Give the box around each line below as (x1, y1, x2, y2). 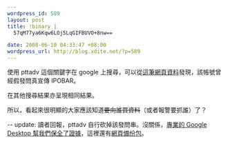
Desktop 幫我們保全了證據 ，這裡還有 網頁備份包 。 (7, 129, 148, 137)
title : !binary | (7, 23, 57, 30)
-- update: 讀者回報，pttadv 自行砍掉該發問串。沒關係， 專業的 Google (7, 121, 207, 128)
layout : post (7, 17, 45, 23)
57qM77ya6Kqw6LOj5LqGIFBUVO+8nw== (13, 29, 113, 37)
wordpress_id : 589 (7, 10, 60, 17)
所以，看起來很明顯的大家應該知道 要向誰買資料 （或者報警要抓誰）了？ (7, 106, 207, 114)
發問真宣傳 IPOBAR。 (19, 76, 80, 85)
